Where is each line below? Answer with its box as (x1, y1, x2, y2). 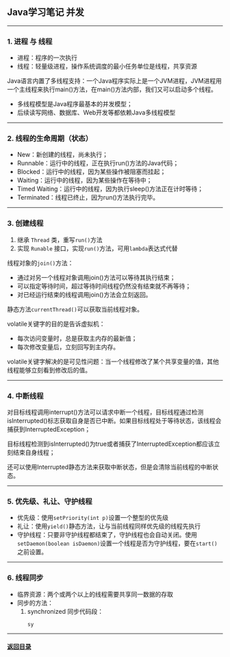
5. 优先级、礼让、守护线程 (7, 497, 92, 506)
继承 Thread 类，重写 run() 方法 (16, 235, 103, 243)
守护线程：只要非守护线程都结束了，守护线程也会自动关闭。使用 (16, 531, 197, 539)
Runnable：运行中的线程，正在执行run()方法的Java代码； (16, 159, 179, 167)
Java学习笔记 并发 (7, 6, 84, 19)
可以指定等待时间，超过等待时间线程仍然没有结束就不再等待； (16, 282, 192, 290)
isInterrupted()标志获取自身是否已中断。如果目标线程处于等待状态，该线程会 (7, 417, 222, 425)
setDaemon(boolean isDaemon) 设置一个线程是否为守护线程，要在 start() (16, 539, 218, 547)
